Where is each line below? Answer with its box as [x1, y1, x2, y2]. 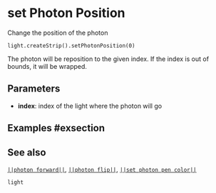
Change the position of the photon [7, 28, 108, 37]
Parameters [7, 83, 61, 95]
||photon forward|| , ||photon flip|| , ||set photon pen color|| [7, 165, 197, 173]
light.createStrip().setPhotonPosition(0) [7, 42, 135, 49]
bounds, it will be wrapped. [7, 62, 88, 70]
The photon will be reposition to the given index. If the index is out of [7, 55, 209, 63]
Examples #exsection [7, 122, 106, 134]
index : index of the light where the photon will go [17, 101, 163, 110]
